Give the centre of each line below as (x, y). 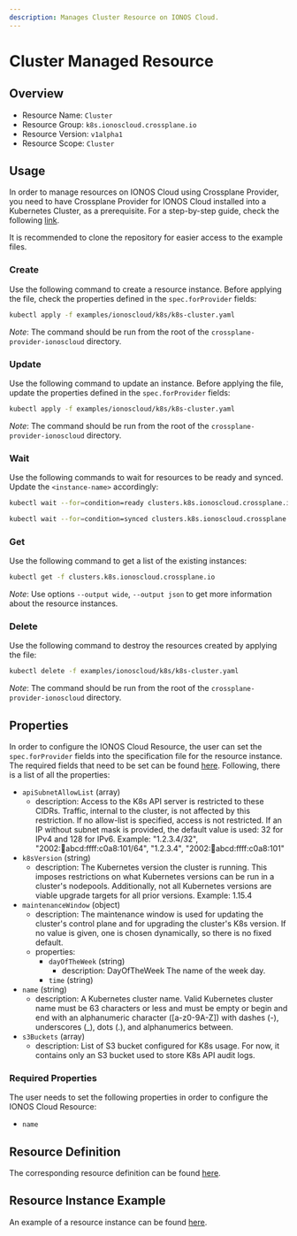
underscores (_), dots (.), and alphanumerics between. (134, 1026)
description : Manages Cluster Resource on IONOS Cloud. (114, 17)
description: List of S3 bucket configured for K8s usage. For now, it (157, 1046)
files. (18, 247)
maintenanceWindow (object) (71, 904)
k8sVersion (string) (56, 857)
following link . (34, 220)
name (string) (45, 989)
